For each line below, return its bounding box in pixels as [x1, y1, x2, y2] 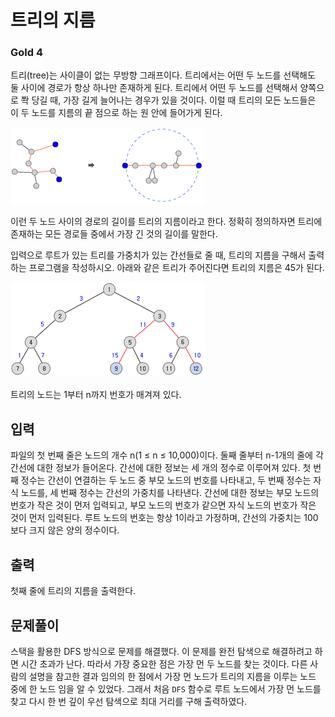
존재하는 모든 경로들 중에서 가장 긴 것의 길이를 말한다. [10, 228, 218, 240]
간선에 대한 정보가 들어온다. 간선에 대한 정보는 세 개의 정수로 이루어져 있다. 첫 [10, 462, 312, 474]
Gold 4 [10, 46, 43, 60]
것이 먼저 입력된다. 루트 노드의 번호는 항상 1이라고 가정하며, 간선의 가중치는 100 [10, 512, 319, 524]
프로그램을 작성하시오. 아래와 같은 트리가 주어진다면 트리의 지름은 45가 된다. [28, 262, 325, 274]
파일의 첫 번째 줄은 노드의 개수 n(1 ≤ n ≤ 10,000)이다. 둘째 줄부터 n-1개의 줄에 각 [10, 449, 324, 461]
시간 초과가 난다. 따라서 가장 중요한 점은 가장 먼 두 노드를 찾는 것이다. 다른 [20, 657, 308, 670]
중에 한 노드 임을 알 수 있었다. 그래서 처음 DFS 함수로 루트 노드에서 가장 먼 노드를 [10, 682, 322, 695]
